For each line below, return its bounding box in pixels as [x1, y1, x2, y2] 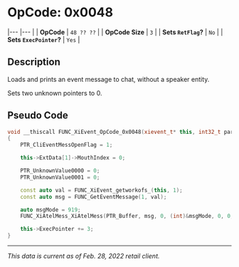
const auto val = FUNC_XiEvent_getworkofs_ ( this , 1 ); [20, 187, 183, 194]
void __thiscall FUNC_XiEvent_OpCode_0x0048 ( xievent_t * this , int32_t [7, 128, 221, 135]
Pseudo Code [7, 110, 69, 122]
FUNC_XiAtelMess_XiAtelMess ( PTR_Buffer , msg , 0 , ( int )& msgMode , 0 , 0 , [20, 213, 234, 220]
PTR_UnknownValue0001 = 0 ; [20, 174, 100, 181]
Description [7, 56, 60, 68]
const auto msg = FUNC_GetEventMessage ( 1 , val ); [20, 193, 167, 200]
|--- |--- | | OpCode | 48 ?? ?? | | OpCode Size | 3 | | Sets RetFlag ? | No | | [7, 28, 223, 36]
